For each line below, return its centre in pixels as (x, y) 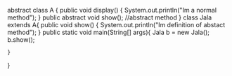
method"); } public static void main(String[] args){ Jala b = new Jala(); (108, 32)
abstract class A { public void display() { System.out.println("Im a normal (112, 10)
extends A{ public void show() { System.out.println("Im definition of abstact (116, 25)
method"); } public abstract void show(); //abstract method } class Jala (110, 17)
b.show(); (21, 40)
